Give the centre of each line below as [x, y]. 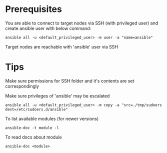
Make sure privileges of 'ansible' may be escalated [57, 95]
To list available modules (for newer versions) [52, 118]
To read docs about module [33, 137]
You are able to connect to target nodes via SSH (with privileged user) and [82, 23]
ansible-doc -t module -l [32, 128]
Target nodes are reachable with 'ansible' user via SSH [62, 46]
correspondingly [22, 86]
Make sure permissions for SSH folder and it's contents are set [70, 80]
